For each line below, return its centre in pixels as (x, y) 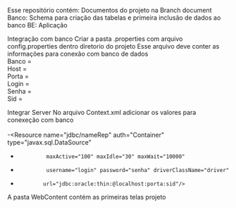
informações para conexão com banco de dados (78, 54)
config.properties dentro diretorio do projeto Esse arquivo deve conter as (113, 46)
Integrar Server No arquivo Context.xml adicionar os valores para (102, 112)
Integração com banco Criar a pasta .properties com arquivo (95, 39)
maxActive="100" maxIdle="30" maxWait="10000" (116, 157)
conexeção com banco (41, 120)
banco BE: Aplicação (38, 25)
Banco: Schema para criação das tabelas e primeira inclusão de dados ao (114, 18)
